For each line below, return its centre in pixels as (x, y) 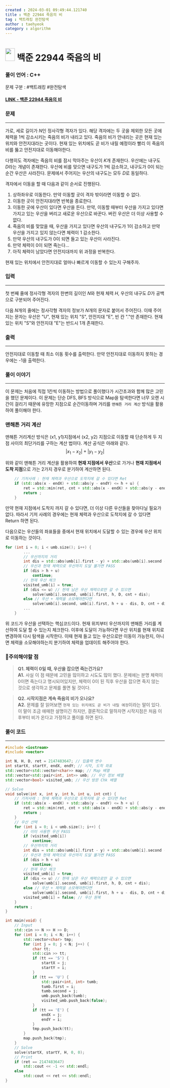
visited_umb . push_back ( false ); (74, 1001)
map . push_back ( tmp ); (45, 1038)
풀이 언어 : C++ (23, 75)
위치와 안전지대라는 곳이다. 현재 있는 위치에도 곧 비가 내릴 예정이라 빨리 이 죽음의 (85, 143)
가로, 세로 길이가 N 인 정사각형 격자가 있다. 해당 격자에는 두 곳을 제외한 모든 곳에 (83, 131)
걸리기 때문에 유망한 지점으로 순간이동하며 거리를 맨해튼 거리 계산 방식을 (84, 404)
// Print (24, 1057)
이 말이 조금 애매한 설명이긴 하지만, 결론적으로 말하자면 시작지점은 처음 (87, 711)
